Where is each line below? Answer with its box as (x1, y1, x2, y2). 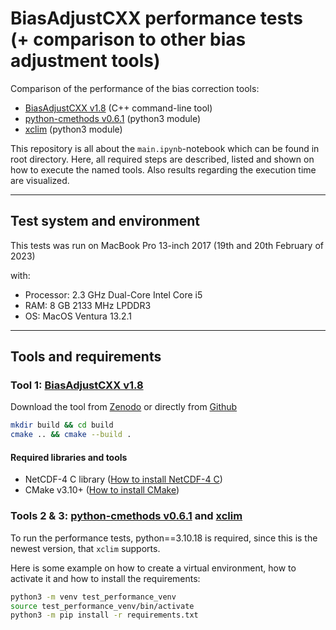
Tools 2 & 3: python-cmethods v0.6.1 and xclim (10, 509, 243, 523)
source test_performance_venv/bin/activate (10, 601, 195, 611)
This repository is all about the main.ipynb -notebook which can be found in (10, 142, 320, 154)
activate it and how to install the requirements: (10, 572, 201, 584)
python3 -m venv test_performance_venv (10, 592, 177, 602)
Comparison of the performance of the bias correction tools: (10, 82, 260, 94)
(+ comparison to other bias (10, 28, 247, 51)
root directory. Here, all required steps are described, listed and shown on (10, 153, 315, 165)
